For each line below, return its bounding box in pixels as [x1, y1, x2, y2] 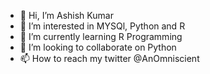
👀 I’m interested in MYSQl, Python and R [19, 20, 186, 32]
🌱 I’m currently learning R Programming [19, 31, 183, 42]
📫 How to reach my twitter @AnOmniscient [19, 53, 200, 64]
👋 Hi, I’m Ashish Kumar [19, 10, 114, 21]
